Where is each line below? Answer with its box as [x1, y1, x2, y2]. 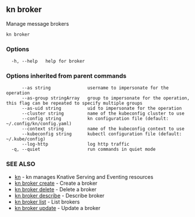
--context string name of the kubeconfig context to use [21, 126, 184, 132]
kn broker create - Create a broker [14, 180, 98, 187]
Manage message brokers [6, 20, 69, 27]
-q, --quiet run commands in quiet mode [11, 146, 156, 153]
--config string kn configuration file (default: [21, 116, 169, 122]
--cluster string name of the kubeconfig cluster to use [21, 111, 184, 116]
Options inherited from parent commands [6, 72, 127, 80]
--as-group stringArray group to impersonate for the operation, [21, 95, 190, 101]
